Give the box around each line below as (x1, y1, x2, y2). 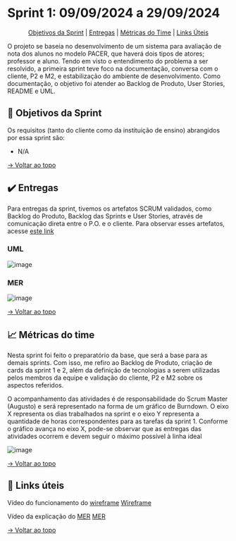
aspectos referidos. (7, 380, 64, 389)
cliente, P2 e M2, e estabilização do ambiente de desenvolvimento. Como (7, 72, 221, 80)
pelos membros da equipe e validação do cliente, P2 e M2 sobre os (7, 373, 203, 382)
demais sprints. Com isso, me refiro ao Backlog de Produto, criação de (7, 358, 213, 367)
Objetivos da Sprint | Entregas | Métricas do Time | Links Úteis (27, 28, 209, 37)
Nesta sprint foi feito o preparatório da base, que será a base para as (7, 351, 208, 359)
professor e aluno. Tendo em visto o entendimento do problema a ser (7, 56, 209, 65)
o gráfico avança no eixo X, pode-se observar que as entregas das (7, 424, 202, 433)
